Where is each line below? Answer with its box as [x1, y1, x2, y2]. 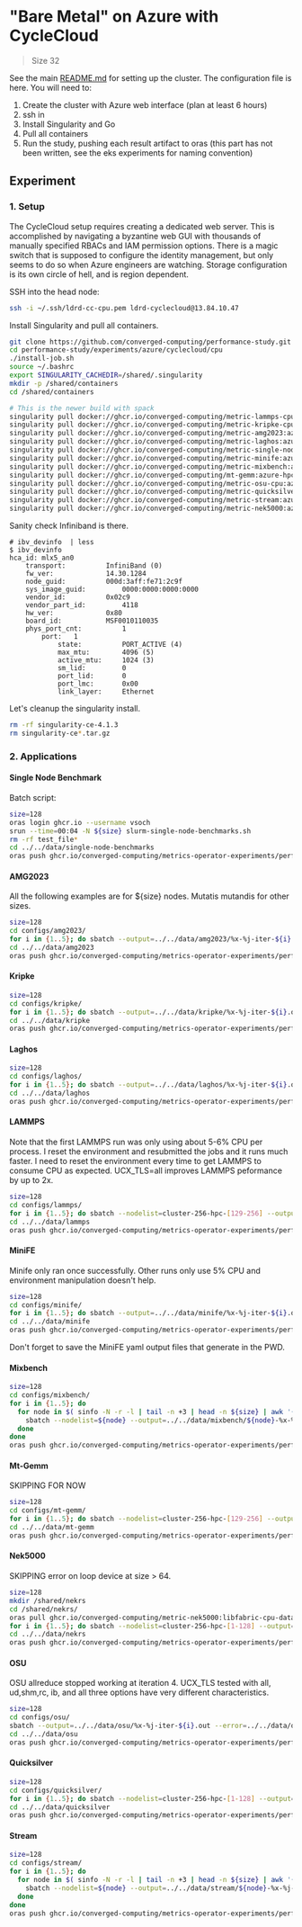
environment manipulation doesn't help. [9, 1275, 156, 1286]
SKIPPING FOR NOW [9, 1480, 86, 1491]
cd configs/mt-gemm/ [9, 1506, 87, 1515]
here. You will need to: [9, 82, 93, 93]
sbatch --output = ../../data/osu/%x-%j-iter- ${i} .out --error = [9, 1721, 247, 1731]
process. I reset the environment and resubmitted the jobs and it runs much [9, 1146, 289, 1157]
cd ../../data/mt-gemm [9, 1523, 94, 1532]
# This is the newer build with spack [9, 403, 155, 413]
